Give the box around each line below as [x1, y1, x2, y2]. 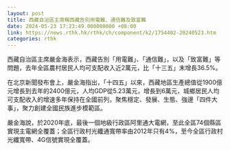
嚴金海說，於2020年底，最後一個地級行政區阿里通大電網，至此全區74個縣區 [7, 118, 222, 127]
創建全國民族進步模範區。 [34, 104, 106, 112]
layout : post [7, 10, 45, 17]
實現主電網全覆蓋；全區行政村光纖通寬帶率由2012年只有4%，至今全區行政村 [7, 127, 223, 136]
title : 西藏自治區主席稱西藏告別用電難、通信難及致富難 [7, 16, 146, 23]
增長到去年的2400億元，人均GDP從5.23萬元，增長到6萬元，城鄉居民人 [12, 87, 214, 95]
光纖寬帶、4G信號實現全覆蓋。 [7, 136, 94, 144]
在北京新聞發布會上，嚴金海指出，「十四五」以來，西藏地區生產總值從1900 [7, 78, 217, 86]
